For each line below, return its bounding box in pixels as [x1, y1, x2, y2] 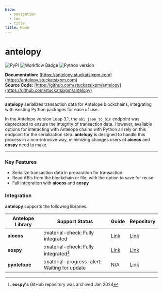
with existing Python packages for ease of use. [5, 107, 99, 113]
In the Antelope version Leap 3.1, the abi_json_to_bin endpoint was [5, 116, 140, 122]
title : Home [5, 25, 29, 30]
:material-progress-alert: [43, 258, 102, 265]
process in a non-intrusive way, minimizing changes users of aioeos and [5, 137, 150, 143]
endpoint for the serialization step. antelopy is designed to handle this [5, 132, 146, 137]
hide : [5, 7, 16, 12]
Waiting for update [43, 264, 86, 271]
